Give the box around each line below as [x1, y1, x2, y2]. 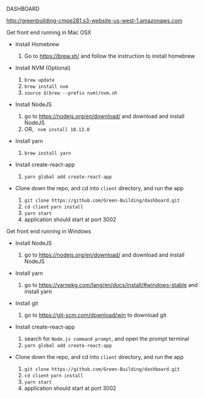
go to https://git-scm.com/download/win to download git [24, 311, 166, 319]
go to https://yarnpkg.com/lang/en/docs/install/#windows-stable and [24, 282, 198, 288]
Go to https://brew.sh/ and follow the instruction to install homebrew [24, 52, 195, 60]
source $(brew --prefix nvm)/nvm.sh [24, 90, 118, 96]
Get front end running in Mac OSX [6, 29, 91, 36]
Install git [15, 300, 38, 307]
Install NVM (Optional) [15, 64, 71, 71]
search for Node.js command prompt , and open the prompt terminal [24, 335, 189, 342]
